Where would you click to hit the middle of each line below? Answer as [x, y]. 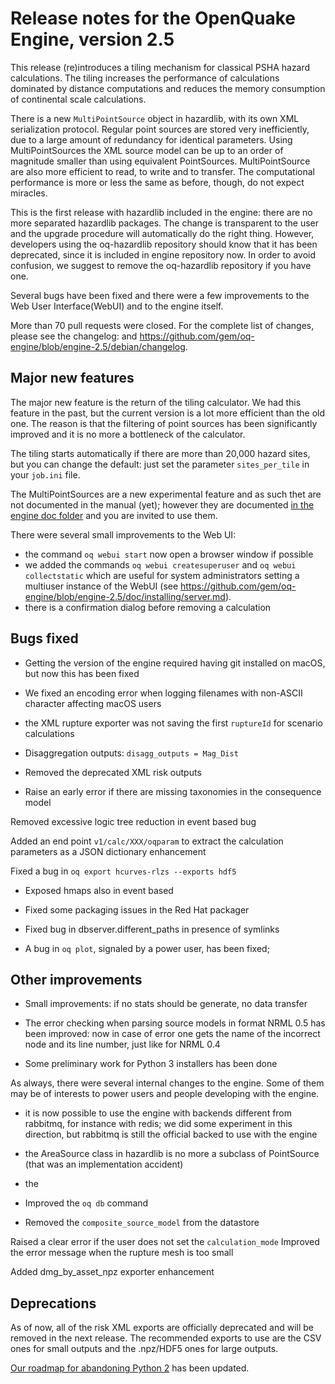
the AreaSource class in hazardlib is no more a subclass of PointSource [172, 1154]
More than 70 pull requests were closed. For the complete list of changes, [162, 325]
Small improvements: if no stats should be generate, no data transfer [166, 1004]
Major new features [72, 378]
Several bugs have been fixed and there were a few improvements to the [160, 295]
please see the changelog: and [74, 336]
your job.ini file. [45, 474]
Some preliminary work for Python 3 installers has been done [151, 1064]
